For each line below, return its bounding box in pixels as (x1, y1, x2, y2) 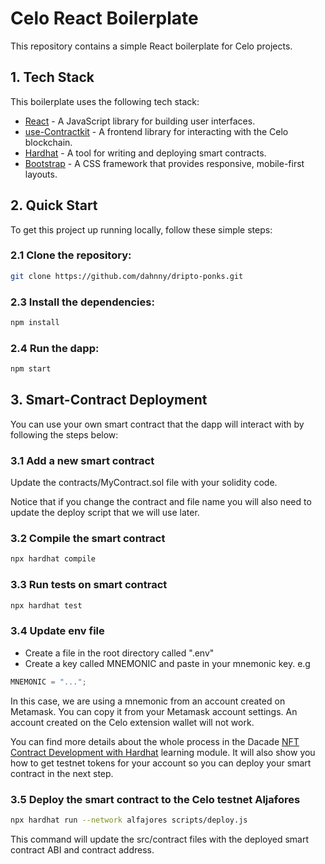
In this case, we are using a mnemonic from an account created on (10, 695, 286, 707)
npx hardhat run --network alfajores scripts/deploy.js (10, 815, 248, 825)
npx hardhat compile (10, 554, 97, 564)
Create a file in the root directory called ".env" (24, 647, 215, 659)
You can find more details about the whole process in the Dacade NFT (10, 735, 300, 747)
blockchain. (24, 136, 73, 148)
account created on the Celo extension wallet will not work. (10, 716, 255, 728)
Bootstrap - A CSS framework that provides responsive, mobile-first (24, 157, 305, 169)
